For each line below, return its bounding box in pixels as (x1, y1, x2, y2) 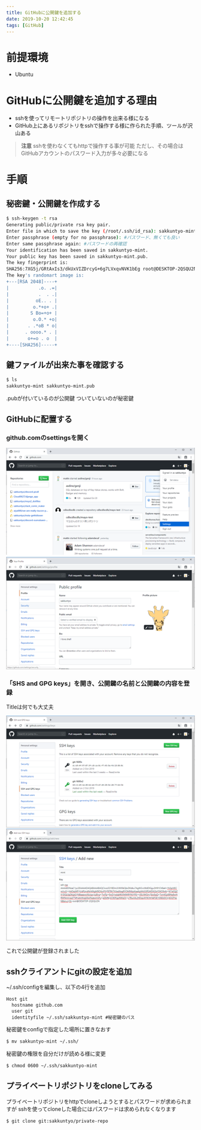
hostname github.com (11, 1003, 63, 1009)
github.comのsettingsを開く (6, 433, 90, 442)
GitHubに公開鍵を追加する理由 (6, 93, 157, 107)
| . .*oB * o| (6, 323, 58, 329)
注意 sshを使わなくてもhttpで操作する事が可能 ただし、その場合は (20, 142, 184, 150)
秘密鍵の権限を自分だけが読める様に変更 (6, 1050, 106, 1058)
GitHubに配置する (6, 414, 73, 424)
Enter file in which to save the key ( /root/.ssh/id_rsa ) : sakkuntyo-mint (6, 228, 197, 234)
